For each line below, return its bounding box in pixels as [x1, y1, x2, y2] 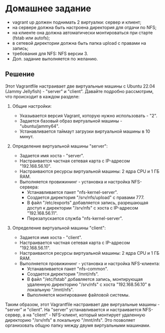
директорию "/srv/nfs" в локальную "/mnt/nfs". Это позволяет [5, 317, 135, 323]
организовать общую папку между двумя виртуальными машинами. [5, 322, 151, 328]
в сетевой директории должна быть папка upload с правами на [12, 40, 146, 46]
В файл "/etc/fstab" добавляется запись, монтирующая [27, 276, 143, 282]
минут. [19, 133, 34, 139]
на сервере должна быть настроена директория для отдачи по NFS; [12, 24, 157, 30]
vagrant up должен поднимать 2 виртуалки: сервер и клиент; [12, 19, 141, 25]
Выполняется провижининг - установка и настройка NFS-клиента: [19, 260, 160, 266]
